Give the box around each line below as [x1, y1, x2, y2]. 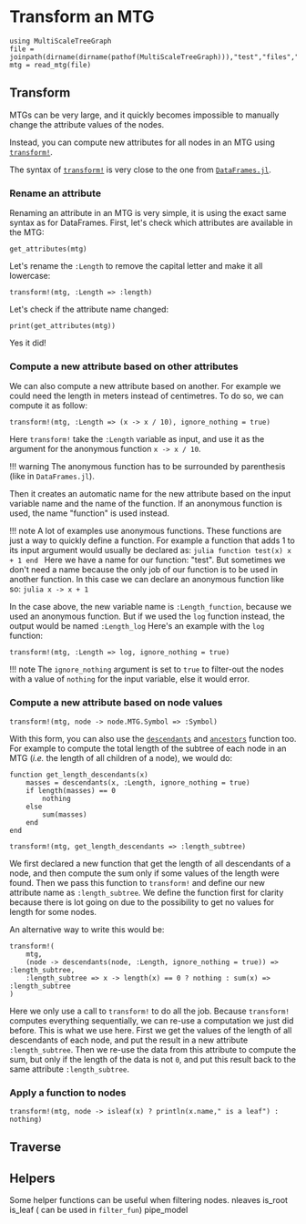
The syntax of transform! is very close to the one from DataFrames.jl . [9, 164, 271, 175]
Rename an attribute [9, 187, 102, 200]
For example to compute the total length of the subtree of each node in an [9, 743, 287, 754]
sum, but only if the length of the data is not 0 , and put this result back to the [9, 1054, 296, 1065]
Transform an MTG [9, 6, 155, 27]
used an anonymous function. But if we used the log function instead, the [9, 611, 285, 622]
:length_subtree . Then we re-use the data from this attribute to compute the [9, 1044, 297, 1054]
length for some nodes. [9, 906, 97, 917]
